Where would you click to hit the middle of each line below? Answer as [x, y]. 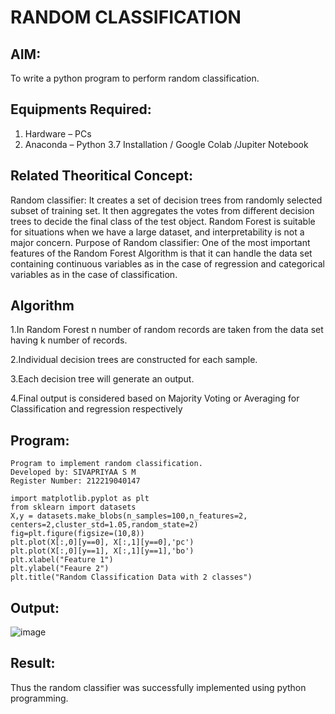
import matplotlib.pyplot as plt [80, 499]
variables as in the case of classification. [94, 274]
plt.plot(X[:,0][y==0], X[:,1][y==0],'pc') [102, 542]
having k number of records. [69, 340]
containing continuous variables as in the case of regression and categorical [167, 263]
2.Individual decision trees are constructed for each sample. [134, 360]
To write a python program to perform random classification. [135, 78]
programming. [39, 698]
